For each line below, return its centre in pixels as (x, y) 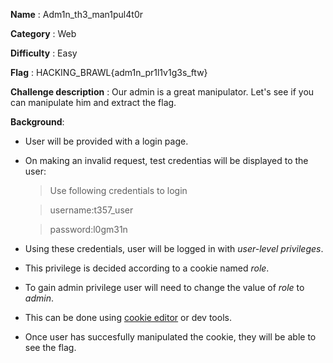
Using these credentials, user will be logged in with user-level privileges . (174, 248)
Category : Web (43, 33)
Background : (37, 122)
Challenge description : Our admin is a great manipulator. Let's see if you (162, 92)
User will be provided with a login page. (106, 141)
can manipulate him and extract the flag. (93, 102)
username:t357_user (91, 210)
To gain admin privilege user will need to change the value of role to (164, 287)
